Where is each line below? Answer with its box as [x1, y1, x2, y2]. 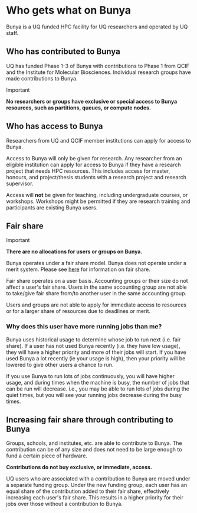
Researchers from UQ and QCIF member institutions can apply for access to [6, 137, 191, 144]
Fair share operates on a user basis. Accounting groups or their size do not [6, 278, 188, 285]
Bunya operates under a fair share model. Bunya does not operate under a [6, 260, 187, 267]
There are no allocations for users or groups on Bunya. [6, 248, 143, 255]
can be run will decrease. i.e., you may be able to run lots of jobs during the [6, 385, 190, 392]
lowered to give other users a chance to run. [6, 361, 114, 368]
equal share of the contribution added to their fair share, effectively [6, 488, 169, 495]
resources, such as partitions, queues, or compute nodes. [6, 104, 152, 111]
